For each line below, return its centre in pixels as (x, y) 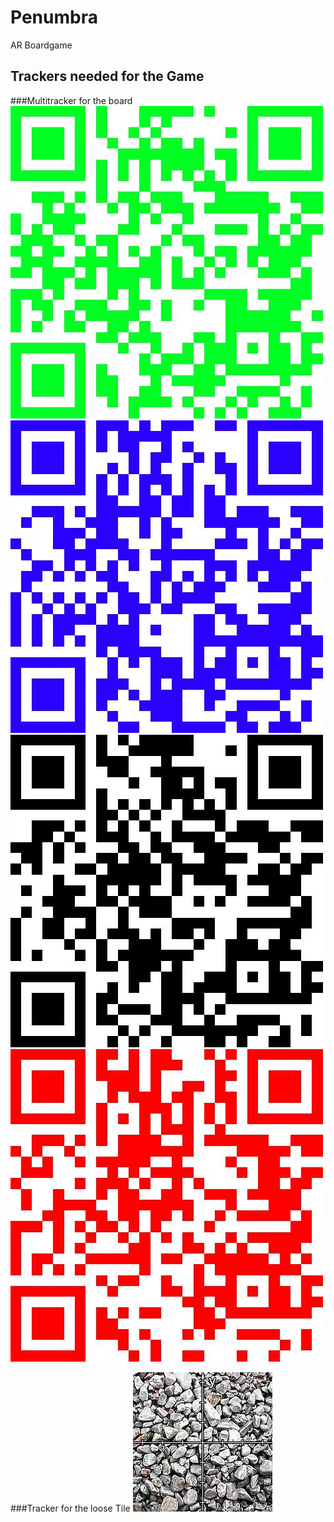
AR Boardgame (41, 45)
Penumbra (54, 17)
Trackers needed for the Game (107, 76)
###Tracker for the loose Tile (70, 1508)
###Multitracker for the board (71, 100)
